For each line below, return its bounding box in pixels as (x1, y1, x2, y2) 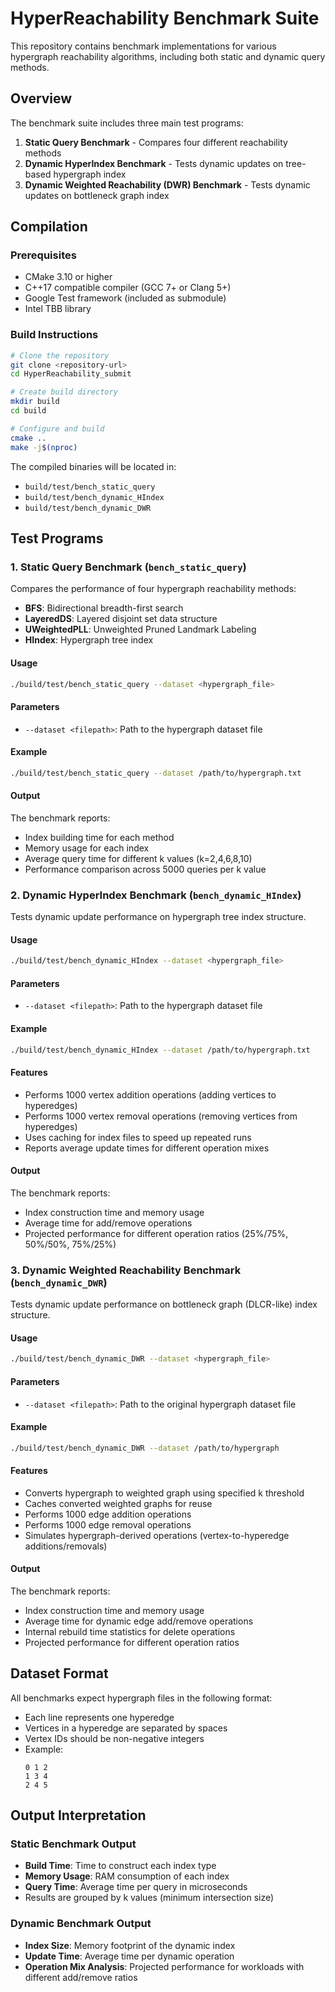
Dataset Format (10, 1665, 109, 1682)
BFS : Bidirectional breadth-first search (24, 602, 184, 614)
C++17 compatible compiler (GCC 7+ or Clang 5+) (24, 282, 232, 294)
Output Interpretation (10, 1807, 147, 1824)
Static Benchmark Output (10, 1837, 137, 1851)
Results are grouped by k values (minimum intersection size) (24, 1892, 275, 1904)
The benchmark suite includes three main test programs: (10, 117, 244, 129)
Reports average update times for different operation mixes (24, 1142, 270, 1154)
